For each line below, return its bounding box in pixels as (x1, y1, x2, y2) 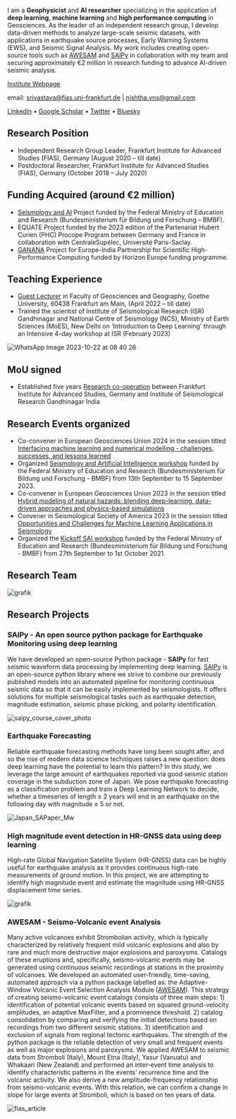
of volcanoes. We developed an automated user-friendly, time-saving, (7, 971, 211, 979)
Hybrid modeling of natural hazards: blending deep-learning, (17, 497, 194, 505)
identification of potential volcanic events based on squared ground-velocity (7, 1000, 229, 1009)
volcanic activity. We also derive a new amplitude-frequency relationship (7, 1076, 218, 1084)
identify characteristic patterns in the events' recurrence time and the (7, 1068, 209, 1077)
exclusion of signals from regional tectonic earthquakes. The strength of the (7, 1031, 228, 1039)
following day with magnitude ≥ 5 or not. (7, 799, 125, 808)
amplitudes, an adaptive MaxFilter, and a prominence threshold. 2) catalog (7, 1008, 223, 1017)
